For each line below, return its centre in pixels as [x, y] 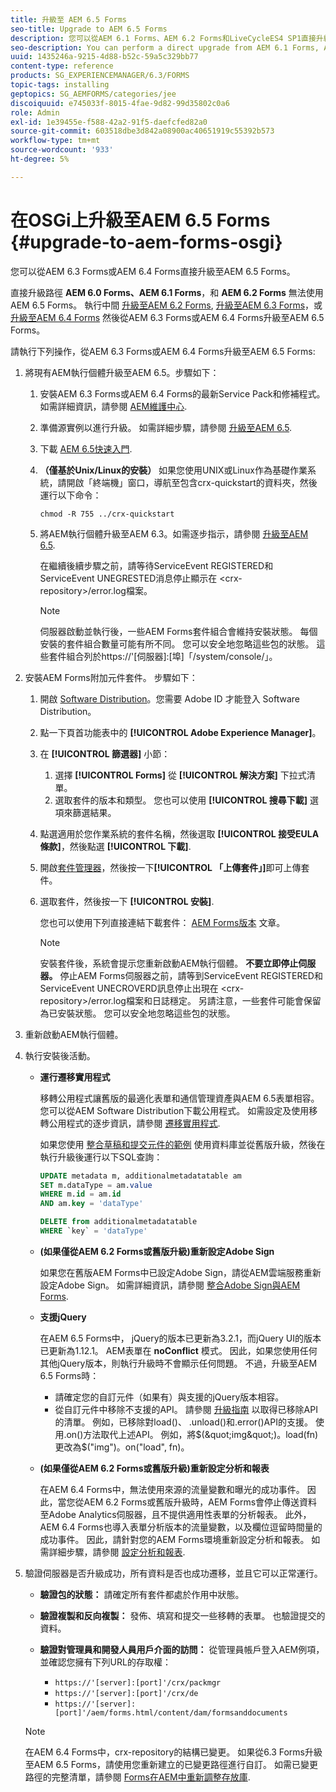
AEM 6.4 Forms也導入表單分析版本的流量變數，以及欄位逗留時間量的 [181, 1527]
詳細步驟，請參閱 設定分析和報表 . [117, 1552]
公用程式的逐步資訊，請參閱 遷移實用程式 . [134, 1123]
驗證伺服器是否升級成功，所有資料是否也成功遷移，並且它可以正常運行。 [173, 1573]
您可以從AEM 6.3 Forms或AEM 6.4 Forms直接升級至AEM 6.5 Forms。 [153, 271]
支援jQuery [63, 1317]
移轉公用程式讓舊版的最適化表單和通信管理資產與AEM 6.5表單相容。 [179, 1098]
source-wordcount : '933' [62, 150]
